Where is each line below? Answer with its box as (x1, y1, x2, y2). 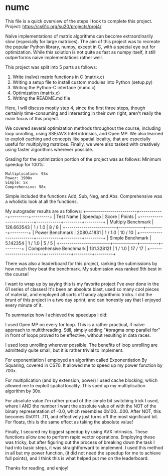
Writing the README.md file (12, 95, 70, 101)
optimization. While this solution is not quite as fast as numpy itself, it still (5, 49, 156, 55)
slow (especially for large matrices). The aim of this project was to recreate (5, 38, 160, 44)
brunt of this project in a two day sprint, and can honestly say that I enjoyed (5, 297, 161, 303)
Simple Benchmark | (109, 234, 151, 241)
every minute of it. (5, 302, 43, 308)
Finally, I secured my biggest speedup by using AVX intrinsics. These (5, 428, 148, 434)
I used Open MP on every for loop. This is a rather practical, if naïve (5, 321, 145, 327)
